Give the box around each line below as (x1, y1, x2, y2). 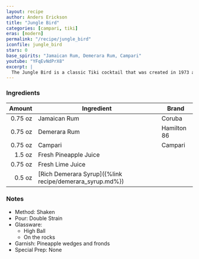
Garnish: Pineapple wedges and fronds (14, 239, 110, 247)
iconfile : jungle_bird (6, 42, 62, 48)
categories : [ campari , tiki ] (6, 25, 78, 31)
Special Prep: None (14, 246, 62, 253)
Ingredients (6, 89, 40, 97)
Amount (9, 104, 33, 113)
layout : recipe (6, 8, 44, 15)
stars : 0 (6, 47, 28, 53)
